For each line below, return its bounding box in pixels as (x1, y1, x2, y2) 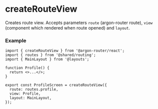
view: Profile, (9, 91, 41, 96)
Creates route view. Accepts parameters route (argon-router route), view (5, 20, 153, 26)
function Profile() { (5, 65, 50, 71)
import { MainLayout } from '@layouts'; (5, 57, 90, 62)
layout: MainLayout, (9, 96, 52, 101)
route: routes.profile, (9, 87, 58, 92)
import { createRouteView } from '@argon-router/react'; (5, 48, 125, 54)
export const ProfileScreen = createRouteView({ (5, 82, 107, 88)
